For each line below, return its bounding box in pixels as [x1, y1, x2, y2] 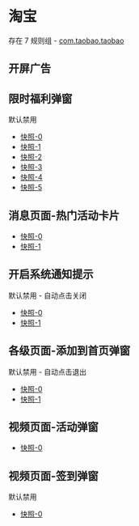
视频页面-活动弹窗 [8, 420, 99, 434]
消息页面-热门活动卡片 [8, 208, 120, 223]
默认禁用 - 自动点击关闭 [8, 291, 87, 300]
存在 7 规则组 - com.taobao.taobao [8, 36, 124, 45]
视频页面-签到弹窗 [8, 469, 99, 482]
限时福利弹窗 [8, 91, 73, 105]
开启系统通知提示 [8, 268, 94, 282]
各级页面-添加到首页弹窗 [8, 344, 131, 358]
